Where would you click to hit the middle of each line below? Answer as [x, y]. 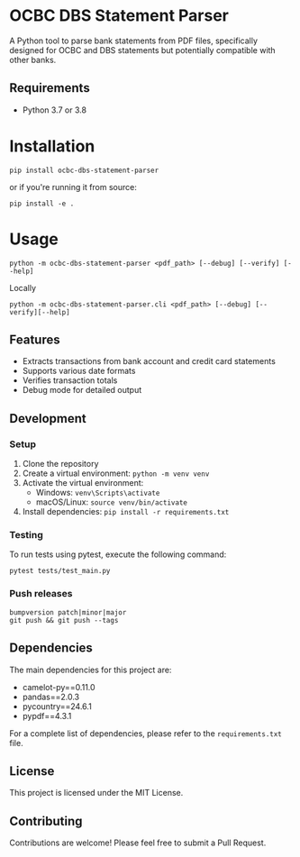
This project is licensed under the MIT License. [96, 793]
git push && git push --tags [64, 620]
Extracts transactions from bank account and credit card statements [149, 361]
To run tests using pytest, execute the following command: [118, 554]
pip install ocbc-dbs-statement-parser [84, 170]
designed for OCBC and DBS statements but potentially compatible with [143, 50]
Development [48, 419]
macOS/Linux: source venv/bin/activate [111, 502]
